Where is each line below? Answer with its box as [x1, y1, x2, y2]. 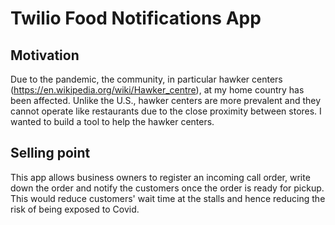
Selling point [10, 145, 91, 162]
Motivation [10, 47, 80, 64]
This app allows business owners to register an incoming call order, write [10, 171, 311, 183]
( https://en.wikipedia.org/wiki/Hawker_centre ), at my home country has [10, 84, 305, 96]
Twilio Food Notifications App [10, 7, 262, 30]
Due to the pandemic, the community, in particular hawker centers [10, 73, 283, 85]
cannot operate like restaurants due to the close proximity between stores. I [10, 105, 322, 117]
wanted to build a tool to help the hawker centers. [10, 116, 215, 127]
